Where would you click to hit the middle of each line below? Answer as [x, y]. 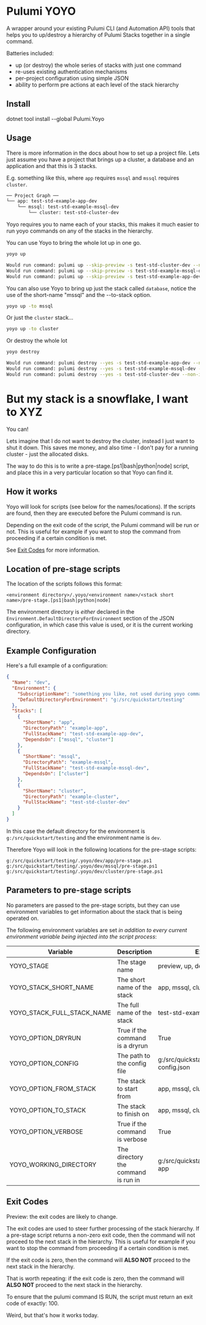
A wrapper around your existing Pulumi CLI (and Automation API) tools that [101, 28]
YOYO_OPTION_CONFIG [44, 1063]
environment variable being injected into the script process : [82, 937]
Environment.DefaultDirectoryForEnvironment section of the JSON [90, 619]
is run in [128, 1180]
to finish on [133, 1114]
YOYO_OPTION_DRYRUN [45, 1038]
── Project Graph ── [33, 195]
